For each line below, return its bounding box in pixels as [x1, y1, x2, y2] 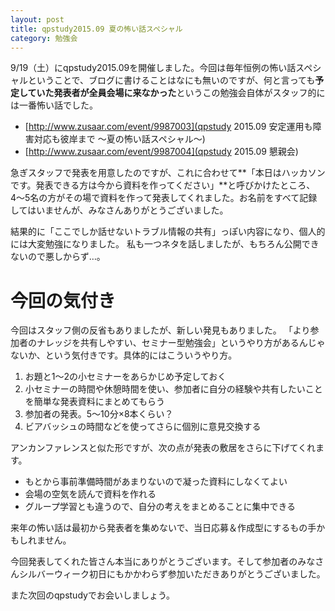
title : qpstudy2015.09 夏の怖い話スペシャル [10, 24, 183, 34]
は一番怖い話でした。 [10, 99, 98, 111]
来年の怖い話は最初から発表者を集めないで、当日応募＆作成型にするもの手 [10, 522, 317, 534]
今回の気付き [10, 289, 117, 312]
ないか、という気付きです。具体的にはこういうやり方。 [10, 349, 238, 361]
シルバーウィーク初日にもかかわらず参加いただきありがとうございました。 [18, 568, 326, 580]
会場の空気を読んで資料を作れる [24, 488, 157, 500]
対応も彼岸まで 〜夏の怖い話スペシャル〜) [33, 133, 206, 145]
